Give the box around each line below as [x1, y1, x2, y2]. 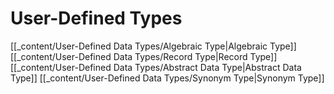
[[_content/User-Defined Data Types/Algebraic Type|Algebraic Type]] [10, 40, 297, 52]
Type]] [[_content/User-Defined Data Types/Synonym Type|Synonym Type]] [10, 72, 325, 84]
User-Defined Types [10, 7, 183, 30]
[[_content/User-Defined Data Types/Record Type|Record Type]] [10, 50, 278, 62]
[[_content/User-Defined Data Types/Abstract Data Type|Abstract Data [10, 61, 302, 73]
